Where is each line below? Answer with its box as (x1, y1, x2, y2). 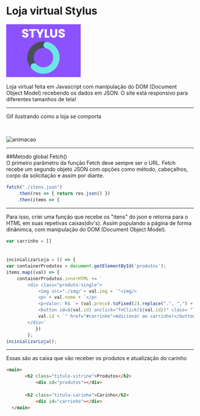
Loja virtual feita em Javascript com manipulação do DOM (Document (6, 83, 177, 90)
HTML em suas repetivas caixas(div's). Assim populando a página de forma (6, 219, 192, 227)
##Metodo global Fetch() (6, 153, 67, 160)
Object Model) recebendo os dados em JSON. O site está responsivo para (6, 89, 189, 96)
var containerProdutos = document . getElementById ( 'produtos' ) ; (6, 263, 167, 269)
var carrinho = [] (6, 238, 52, 244)
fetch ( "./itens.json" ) (6, 184, 62, 190)
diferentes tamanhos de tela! (6, 95, 76, 102)
